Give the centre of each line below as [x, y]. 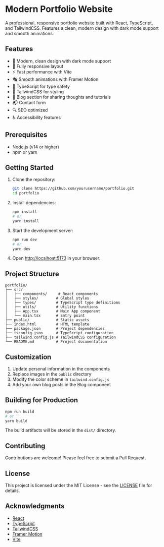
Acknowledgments [35, 506]
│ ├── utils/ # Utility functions [52, 307]
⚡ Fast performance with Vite [42, 72]
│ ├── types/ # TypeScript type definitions [63, 303]
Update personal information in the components [61, 369]
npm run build [20, 412]
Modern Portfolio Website [59, 9]
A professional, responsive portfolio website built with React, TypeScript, [79, 23]
